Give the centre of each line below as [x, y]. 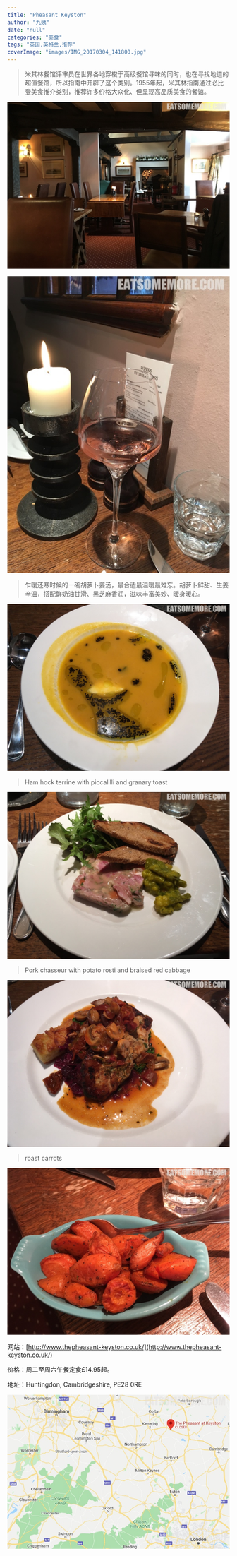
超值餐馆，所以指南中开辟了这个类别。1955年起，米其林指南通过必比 [124, 83]
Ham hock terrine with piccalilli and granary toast [96, 782]
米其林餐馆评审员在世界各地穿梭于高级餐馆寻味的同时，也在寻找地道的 [127, 74]
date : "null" [26, 30]
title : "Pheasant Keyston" [47, 15]
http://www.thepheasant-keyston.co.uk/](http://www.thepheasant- [125, 1347]
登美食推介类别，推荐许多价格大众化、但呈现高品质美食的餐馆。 [117, 91]
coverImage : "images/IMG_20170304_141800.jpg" [77, 52]
